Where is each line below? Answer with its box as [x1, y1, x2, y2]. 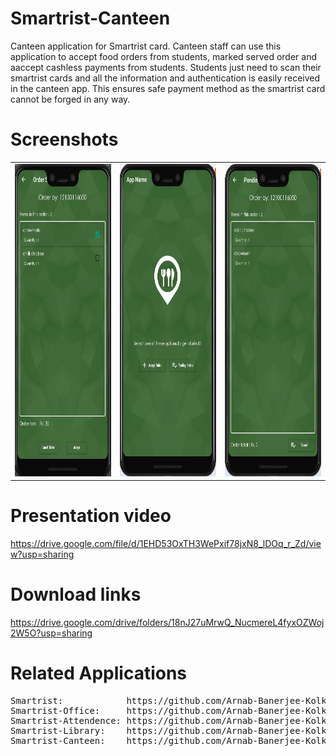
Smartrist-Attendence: [10, 715, 122, 726]
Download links [10, 583, 142, 606]
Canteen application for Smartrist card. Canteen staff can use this [10, 40, 282, 52]
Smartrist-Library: [10, 725, 106, 736]
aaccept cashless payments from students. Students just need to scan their [10, 61, 322, 73]
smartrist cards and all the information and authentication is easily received [10, 72, 321, 84]
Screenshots [10, 128, 119, 151]
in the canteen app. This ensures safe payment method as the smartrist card [10, 82, 326, 94]
